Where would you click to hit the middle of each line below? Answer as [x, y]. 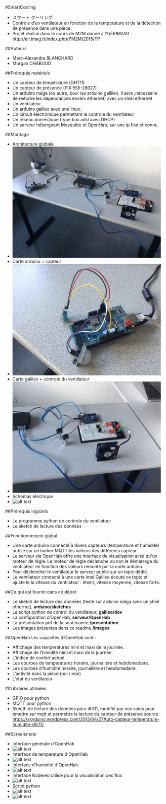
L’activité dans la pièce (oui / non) [47, 673]
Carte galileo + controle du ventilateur [51, 379]
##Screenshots [21, 734]
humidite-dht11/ [28, 724]
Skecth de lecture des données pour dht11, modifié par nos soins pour [83, 708]
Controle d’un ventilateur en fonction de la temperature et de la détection [86, 23]
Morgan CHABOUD [32, 63]
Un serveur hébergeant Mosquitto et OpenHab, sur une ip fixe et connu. [85, 125]
